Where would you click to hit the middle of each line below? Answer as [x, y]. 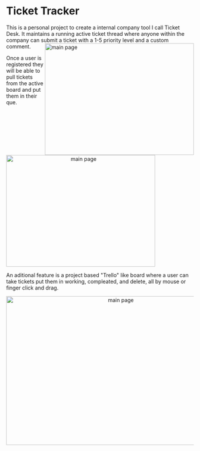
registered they [25, 64]
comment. [18, 46]
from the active [25, 83]
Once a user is [24, 58]
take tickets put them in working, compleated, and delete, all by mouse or [96, 281]
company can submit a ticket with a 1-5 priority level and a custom [87, 40]
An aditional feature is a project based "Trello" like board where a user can [97, 275]
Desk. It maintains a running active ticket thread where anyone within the [95, 33]
